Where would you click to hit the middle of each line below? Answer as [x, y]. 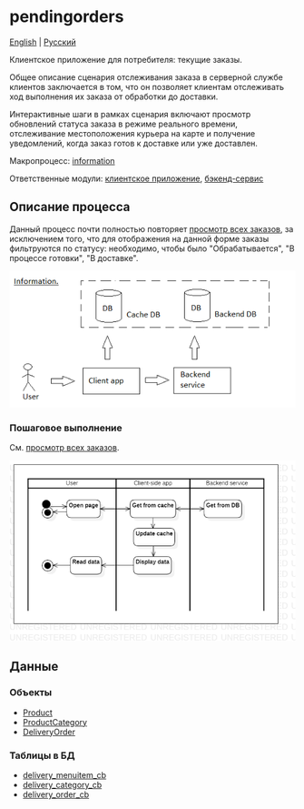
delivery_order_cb [56, 794]
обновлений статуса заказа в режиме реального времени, [124, 124]
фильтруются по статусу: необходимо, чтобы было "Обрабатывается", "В [152, 248]
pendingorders [67, 17]
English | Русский [43, 42]
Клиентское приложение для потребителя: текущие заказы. [126, 59]
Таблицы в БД [42, 755]
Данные [34, 667]
